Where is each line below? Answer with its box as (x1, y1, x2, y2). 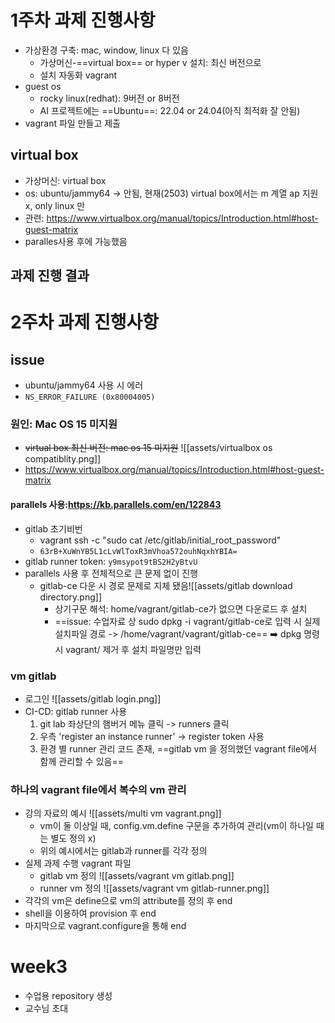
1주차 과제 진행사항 (10, 9, 156, 32)
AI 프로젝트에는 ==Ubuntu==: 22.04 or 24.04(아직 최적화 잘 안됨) (39, 104, 301, 116)
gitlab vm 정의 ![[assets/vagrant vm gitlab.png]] (39, 870, 235, 882)
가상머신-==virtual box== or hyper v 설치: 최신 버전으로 (39, 56, 262, 68)
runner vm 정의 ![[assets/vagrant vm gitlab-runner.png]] (39, 882, 270, 895)
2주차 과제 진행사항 (10, 311, 159, 334)
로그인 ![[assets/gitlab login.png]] (24, 692, 162, 705)
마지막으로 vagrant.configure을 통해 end (24, 920, 187, 932)
